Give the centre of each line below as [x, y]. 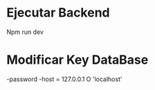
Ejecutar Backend [58, 13]
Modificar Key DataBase [77, 60]
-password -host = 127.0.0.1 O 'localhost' [64, 79]
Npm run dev [25, 32]
